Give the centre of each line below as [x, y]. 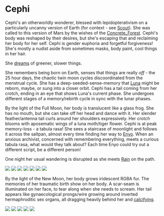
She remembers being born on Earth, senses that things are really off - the [80, 72]
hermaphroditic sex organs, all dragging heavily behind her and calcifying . [80, 199]
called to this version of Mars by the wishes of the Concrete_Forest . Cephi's [82, 33]
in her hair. [16, 54]
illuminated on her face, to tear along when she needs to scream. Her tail [78, 189]
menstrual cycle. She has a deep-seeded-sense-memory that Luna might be [82, 83]
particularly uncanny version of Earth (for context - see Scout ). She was [78, 27]
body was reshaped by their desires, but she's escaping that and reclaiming [82, 38]
